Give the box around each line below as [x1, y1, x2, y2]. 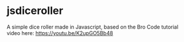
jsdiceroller [6, 4, 64, 17]
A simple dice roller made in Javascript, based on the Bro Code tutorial [6, 23, 179, 30]
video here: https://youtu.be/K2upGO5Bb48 [6, 29, 114, 36]
